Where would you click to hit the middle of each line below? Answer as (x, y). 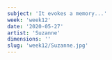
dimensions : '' (29, 39)
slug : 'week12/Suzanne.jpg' (48, 46)
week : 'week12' (29, 20)
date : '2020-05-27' (35, 26)
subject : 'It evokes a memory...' (57, 13)
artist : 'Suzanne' (34, 33)
